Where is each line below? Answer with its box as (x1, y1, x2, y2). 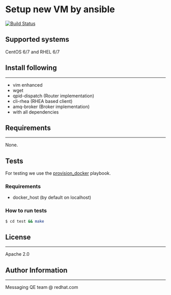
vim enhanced (12, 82, 43, 88)
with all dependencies (12, 109, 59, 115)
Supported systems (5, 35, 70, 44)
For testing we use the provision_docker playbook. (5, 170, 111, 176)
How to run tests (5, 207, 47, 214)
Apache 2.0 (5, 251, 30, 257)
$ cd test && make (5, 219, 44, 224)
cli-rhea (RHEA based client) (12, 98, 73, 104)
